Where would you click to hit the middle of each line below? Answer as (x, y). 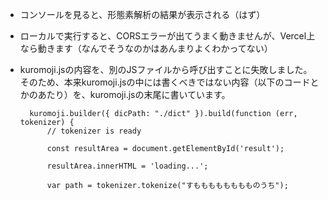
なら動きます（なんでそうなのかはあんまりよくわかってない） (146, 48)
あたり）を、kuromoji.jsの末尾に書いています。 (134, 94)
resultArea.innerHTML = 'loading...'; (127, 166)
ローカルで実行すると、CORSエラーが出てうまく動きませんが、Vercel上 (167, 36)
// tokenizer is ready (94, 131)
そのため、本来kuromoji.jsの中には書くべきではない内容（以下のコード (165, 82)
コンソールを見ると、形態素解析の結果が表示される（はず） (142, 14)
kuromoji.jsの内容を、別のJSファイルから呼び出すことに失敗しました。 (166, 69)
